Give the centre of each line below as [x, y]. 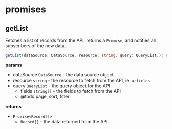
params [14, 65]
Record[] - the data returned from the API [64, 121]
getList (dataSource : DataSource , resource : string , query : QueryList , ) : [84, 55]
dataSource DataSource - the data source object [63, 74]
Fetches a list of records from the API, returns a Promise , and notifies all [81, 40]
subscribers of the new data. [36, 46]
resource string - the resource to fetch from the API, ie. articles [81, 80]
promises [26, 9]
